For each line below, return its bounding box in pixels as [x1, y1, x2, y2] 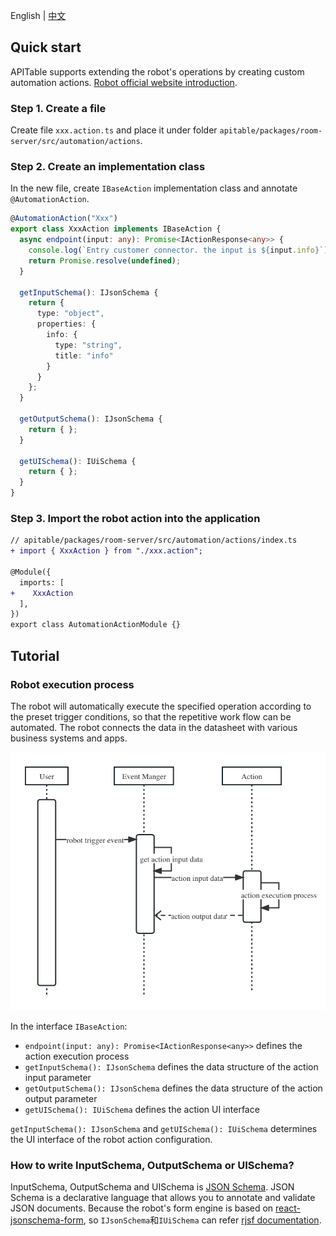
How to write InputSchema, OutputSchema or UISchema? [10, 1158, 295, 1172]
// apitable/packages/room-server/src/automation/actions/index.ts [10, 535, 298, 546]
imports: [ [19, 577, 65, 588]
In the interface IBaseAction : [10, 1020, 128, 1032]
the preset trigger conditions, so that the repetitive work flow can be [10, 710, 292, 723]
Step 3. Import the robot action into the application [10, 511, 261, 525]
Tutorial [10, 647, 60, 664]
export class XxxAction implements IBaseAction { [10, 224, 222, 234]
